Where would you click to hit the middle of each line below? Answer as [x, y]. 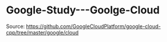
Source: [15, 26]
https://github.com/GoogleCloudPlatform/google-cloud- [93, 26]
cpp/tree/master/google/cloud [42, 32]
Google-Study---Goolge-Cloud [83, 10]
